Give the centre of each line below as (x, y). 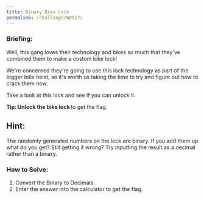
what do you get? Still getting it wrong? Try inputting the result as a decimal (101, 147)
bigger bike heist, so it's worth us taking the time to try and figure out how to (102, 77)
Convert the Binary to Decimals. (55, 183)
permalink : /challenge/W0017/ (45, 18)
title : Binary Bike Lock (38, 12)
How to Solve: (27, 169)
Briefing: (19, 39)
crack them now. (27, 83)
